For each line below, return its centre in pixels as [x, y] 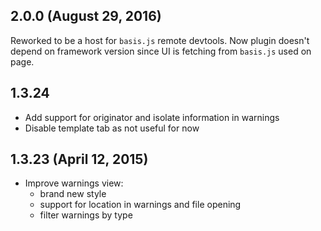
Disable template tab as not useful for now [112, 128]
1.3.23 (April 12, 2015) [79, 159]
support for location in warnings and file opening [140, 205]
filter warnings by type [86, 215]
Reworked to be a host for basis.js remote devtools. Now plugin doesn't [160, 40]
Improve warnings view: [74, 183]
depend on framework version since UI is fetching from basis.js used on [161, 51]
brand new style [73, 194]
